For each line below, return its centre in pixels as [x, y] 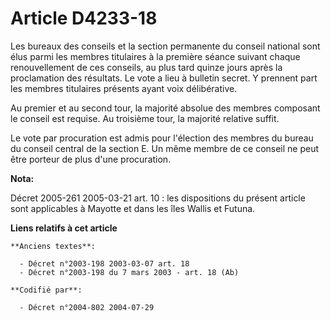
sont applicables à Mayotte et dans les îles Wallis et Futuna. [133, 208]
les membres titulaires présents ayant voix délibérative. [124, 88]
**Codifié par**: [46, 290]
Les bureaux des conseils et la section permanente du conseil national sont [165, 46]
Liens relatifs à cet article [64, 228]
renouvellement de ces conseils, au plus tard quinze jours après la [146, 67]
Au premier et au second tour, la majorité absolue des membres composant [165, 108]
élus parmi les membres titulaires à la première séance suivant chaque [155, 56]
